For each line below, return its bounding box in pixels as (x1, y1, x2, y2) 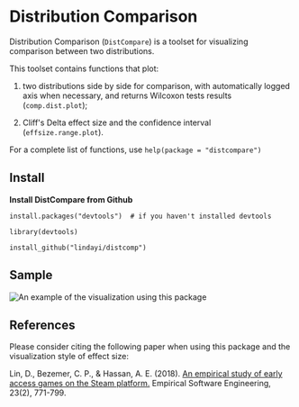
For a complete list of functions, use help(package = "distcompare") (9, 144, 262, 155)
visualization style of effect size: (9, 351, 129, 362)
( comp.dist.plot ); (22, 99, 88, 110)
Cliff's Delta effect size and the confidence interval (22, 117, 212, 128)
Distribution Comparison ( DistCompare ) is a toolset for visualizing (9, 36, 249, 47)
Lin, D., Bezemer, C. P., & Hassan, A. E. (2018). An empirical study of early (9, 368, 283, 379)
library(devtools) (9, 227, 78, 236)
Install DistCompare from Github (9, 194, 133, 204)
